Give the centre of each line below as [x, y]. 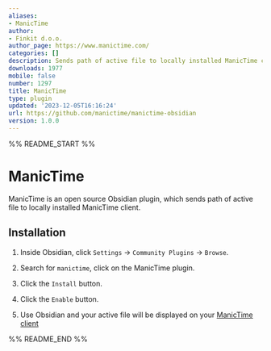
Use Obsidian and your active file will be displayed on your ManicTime [136, 315]
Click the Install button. [61, 283]
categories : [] [34, 53]
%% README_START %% [52, 144]
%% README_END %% [48, 339]
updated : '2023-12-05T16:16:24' [63, 106]
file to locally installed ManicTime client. [75, 207]
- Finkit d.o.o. [35, 38]
